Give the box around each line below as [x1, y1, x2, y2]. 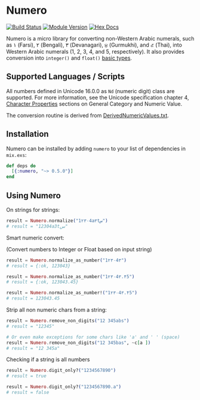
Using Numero [6, 190, 61, 201]
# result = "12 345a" [6, 345, 60, 351]
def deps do [6, 162, 36, 169]
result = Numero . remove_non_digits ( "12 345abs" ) [6, 318, 130, 324]
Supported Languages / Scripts [6, 72, 125, 82]
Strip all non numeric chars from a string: [6, 306, 107, 313]
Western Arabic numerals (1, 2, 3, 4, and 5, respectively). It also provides [6, 48, 185, 55]
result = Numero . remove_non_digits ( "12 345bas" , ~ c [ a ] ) [6, 340, 151, 346]
